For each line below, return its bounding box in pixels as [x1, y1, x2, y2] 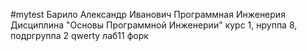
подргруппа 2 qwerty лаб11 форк [10, 30, 149, 41]
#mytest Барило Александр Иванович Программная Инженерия [10, 9, 286, 20]
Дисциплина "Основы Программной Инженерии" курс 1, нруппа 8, [10, 19, 298, 31]
